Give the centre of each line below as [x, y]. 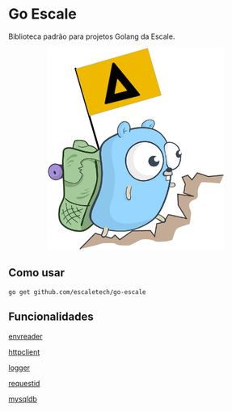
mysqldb [23, 399]
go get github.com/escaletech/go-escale [78, 292]
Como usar [37, 273]
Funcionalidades [51, 317]
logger [19, 368]
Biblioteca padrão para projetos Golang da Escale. [92, 36]
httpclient [24, 351]
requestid [24, 383]
